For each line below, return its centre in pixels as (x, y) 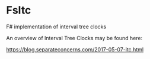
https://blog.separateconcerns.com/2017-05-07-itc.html (75, 49)
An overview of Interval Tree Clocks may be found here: (74, 38)
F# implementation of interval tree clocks (56, 27)
